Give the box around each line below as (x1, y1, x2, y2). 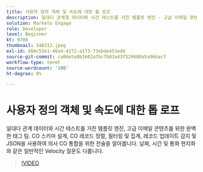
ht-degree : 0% (6, 71, 42, 77)
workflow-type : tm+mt (6, 59, 61, 65)
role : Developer (6, 25, 47, 32)
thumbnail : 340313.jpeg (6, 43, 66, 49)
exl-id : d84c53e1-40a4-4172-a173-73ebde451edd (6, 48, 126, 54)
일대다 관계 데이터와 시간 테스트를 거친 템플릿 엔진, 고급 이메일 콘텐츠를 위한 (6, 125, 185, 132)
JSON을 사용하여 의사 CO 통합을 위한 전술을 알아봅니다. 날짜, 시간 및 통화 (6, 140, 180, 147)
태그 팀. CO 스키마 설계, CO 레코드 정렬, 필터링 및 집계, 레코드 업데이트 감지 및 (12, 132, 197, 139)
